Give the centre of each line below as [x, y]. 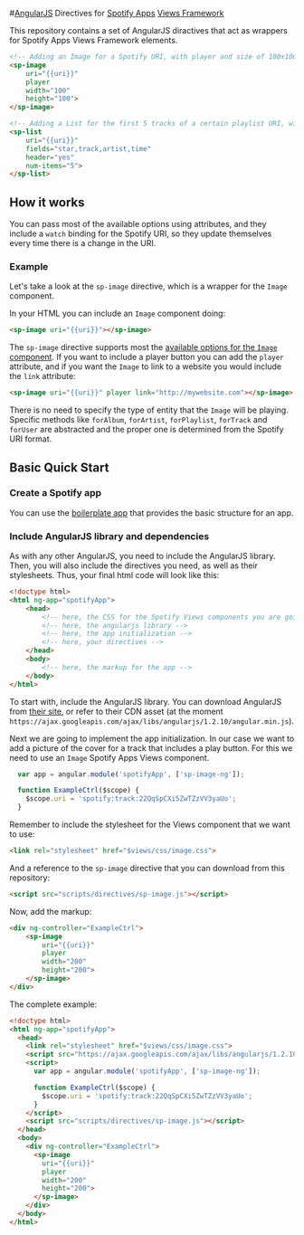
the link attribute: [43, 376]
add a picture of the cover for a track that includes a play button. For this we [151, 748]
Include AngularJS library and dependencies [109, 536]
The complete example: [53, 1004]
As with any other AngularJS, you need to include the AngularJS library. [142, 556]
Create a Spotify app [56, 493]
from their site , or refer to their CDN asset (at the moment [116, 711]
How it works [47, 202]
